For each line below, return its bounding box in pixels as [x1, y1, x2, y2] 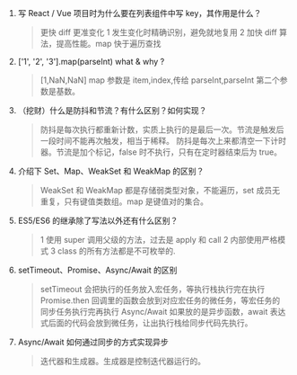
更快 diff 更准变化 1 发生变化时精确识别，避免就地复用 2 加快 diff [39, 27, 277, 38]
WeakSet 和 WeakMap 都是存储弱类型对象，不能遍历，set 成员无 [39, 185, 281, 195]
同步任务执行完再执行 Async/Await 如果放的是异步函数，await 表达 [39, 307, 286, 317]
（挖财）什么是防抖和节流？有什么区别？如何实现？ [17, 105, 207, 115]
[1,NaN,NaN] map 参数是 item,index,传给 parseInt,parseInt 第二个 [39, 75, 280, 85]
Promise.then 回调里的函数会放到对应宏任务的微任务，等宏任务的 [39, 295, 281, 306]
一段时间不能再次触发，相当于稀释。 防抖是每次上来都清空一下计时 [39, 136, 287, 146]
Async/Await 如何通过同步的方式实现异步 [17, 336, 169, 347]
